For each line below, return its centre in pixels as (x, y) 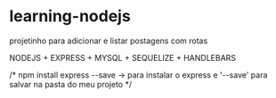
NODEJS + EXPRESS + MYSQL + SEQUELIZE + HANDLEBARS (123, 57)
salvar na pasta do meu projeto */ (70, 84)
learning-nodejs (70, 16)
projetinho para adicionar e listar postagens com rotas (109, 41)
